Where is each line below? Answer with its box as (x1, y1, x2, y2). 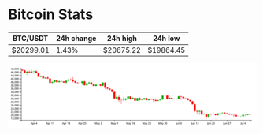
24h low (152, 34, 180, 43)
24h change (56, 34, 97, 43)
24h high (106, 34, 138, 43)
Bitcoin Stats (8, 6, 94, 24)
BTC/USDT (13, 34, 49, 43)
